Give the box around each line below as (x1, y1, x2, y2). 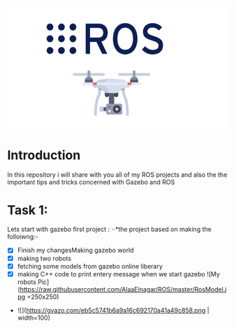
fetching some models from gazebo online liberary (17, 262, 163, 270)
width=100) (17, 313, 51, 322)
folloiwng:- (7, 232, 38, 241)
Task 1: (7, 202, 48, 218)
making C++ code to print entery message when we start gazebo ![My (17, 269, 220, 278)
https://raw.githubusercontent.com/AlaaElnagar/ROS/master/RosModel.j (20, 285, 227, 293)
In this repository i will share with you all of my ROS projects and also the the (7, 170, 228, 179)
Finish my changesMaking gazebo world (17, 246, 134, 255)
